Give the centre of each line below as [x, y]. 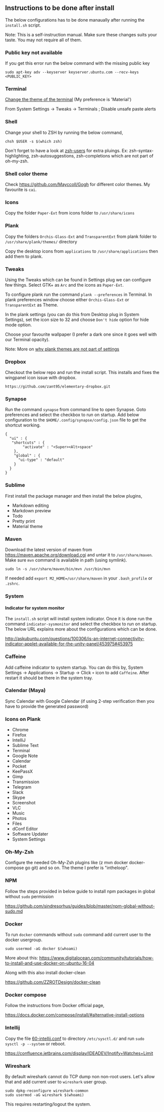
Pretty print [23, 521]
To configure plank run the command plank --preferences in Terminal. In [79, 294]
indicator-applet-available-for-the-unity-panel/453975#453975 [69, 644]
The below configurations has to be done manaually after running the [75, 20]
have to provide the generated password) [47, 706]
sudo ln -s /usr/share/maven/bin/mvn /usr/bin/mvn [58, 569]
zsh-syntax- [141, 150]
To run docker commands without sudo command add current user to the [78, 934]
